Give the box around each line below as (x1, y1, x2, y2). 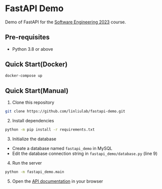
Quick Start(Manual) (5, 86, 69, 95)
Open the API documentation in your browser (12, 178, 103, 184)
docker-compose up (5, 73, 42, 78)
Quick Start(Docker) (5, 60, 68, 69)
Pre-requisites (5, 33, 50, 41)
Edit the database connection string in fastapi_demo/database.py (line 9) (12, 151, 158, 156)
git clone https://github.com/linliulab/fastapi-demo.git (5, 109, 125, 114)
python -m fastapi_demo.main (5, 170, 64, 174)
